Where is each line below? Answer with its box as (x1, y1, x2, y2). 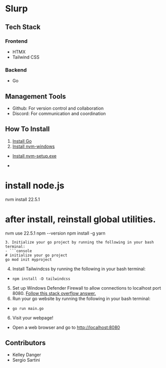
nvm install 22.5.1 (5, 196, 40, 202)
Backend (5, 66, 27, 73)
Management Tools (5, 92, 66, 101)
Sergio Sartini (12, 357, 41, 363)
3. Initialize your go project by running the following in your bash (5, 240, 154, 245)
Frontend (5, 38, 28, 45)
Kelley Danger (12, 352, 41, 358)
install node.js (5, 180, 64, 191)
